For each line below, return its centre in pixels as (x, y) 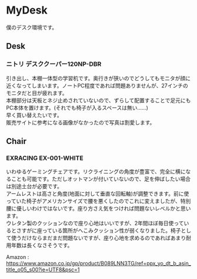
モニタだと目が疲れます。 (37, 93)
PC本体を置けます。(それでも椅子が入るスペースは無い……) (77, 107)
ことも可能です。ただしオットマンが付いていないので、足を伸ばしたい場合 (101, 179)
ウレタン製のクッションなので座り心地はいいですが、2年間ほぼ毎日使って (95, 223)
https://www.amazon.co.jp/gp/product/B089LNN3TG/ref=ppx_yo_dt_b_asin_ (98, 264)
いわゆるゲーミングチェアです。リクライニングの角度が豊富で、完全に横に (96, 172)
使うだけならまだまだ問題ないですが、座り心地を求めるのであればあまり (98, 238)
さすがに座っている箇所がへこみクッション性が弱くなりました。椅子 (98, 231)
